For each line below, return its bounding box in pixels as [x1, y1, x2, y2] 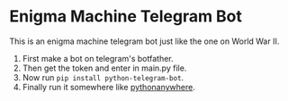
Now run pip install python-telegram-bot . [22, 72, 184, 82]
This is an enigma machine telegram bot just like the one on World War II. [9, 36, 280, 46]
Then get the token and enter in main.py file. [22, 63, 187, 73]
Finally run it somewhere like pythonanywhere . [22, 81, 195, 92]
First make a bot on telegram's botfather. [22, 53, 174, 63]
